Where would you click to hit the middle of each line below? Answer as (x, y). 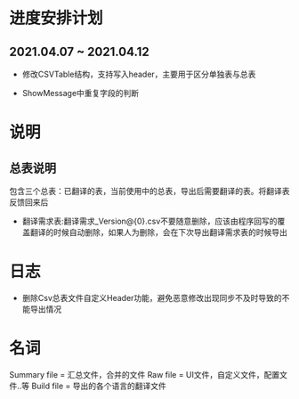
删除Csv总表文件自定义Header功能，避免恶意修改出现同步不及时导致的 (152, 297)
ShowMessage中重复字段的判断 (81, 93)
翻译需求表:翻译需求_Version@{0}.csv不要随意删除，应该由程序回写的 (149, 221)
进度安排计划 (57, 18)
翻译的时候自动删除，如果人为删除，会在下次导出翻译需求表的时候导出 (158, 232)
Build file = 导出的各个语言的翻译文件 (99, 386)
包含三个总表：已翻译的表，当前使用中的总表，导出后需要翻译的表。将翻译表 (149, 191)
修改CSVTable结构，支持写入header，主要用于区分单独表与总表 (139, 74)
